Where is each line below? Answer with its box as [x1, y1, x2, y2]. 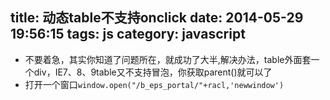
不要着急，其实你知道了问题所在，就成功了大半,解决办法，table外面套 [24, 53, 312, 65]
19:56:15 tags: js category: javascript [10, 26, 246, 43]
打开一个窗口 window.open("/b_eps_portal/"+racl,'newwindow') [24, 78, 285, 90]
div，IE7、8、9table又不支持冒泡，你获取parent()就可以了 [33, 66, 273, 78]
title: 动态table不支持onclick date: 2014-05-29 [10, 9, 304, 27]
